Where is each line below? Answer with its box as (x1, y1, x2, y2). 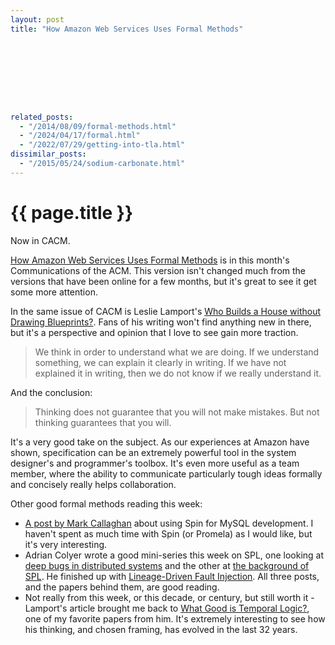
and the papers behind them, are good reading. (24, 581, 220, 593)
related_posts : (10, 112, 74, 122)
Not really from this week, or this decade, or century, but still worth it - (24, 591, 315, 603)
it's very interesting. (24, 538, 108, 550)
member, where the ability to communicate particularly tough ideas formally (10, 467, 323, 480)
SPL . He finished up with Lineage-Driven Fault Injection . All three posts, (24, 570, 320, 582)
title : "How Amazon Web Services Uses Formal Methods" (10, 24, 244, 34)
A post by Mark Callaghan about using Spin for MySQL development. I (24, 517, 314, 529)
